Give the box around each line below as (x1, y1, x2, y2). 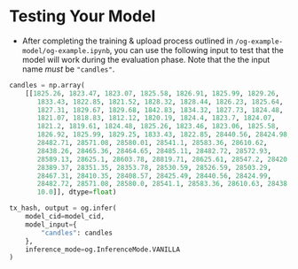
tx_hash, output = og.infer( (9, 204, 117, 213)
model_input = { (25, 219, 77, 229)
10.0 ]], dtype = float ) (36, 188, 117, 196)
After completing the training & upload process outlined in (21, 35, 233, 46)
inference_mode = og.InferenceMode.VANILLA (25, 245, 180, 254)
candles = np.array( (9, 81, 86, 89)
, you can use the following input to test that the (109, 44, 284, 55)
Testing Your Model (9, 6, 156, 27)
